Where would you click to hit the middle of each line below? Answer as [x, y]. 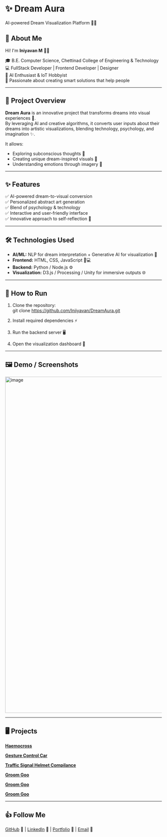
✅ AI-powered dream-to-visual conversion [49, 196]
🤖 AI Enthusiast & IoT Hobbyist [36, 75]
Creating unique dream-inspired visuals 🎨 [55, 159]
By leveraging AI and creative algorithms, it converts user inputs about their [83, 123]
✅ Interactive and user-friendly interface [46, 213]
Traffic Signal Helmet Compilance [41, 765]
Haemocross [19, 746]
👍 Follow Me [25, 815]
